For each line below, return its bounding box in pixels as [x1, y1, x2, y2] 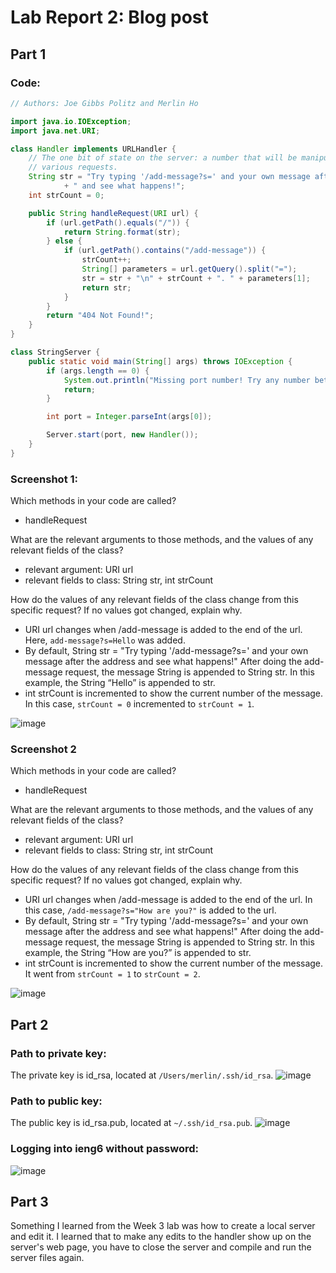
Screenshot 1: [10, 472, 79, 486]
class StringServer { [10, 347, 101, 357]
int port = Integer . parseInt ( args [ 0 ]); [46, 412, 213, 422]
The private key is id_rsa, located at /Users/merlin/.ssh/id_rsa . [10, 1069, 274, 1081]
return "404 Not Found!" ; [46, 311, 155, 321]
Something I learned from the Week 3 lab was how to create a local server [10, 1220, 316, 1232]
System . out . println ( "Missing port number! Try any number [63, 375, 311, 385]
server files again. [10, 1252, 85, 1264]
